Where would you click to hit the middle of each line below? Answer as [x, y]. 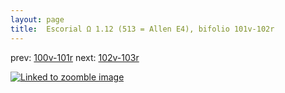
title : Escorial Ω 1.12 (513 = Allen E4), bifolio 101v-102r [142, 29]
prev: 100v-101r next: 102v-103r [75, 57]
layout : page [37, 19]
